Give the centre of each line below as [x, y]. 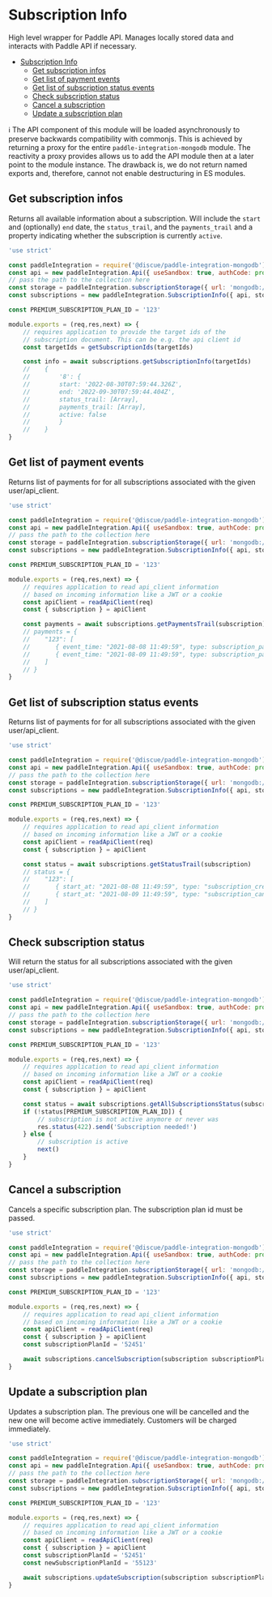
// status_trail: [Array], [81, 399]
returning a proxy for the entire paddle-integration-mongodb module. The [130, 147]
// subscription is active [83, 1142]
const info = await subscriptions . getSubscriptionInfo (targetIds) [137, 362]
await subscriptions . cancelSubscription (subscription [115, 1359]
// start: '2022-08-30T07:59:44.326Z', [103, 384]
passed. [22, 1217]
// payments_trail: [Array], [85, 407]
